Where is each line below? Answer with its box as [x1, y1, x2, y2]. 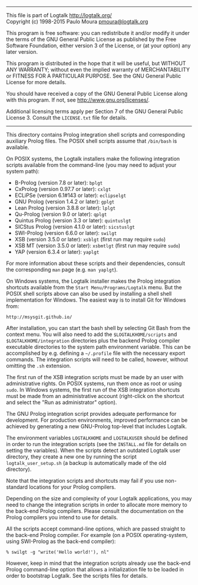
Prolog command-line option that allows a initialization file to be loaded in [6, 566, 184, 573]
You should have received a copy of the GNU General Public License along [6, 90, 187, 97]
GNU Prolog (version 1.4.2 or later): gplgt [14, 198, 115, 205]
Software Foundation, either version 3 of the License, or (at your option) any [6, 42, 191, 49]
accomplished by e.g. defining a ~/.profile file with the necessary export [6, 350, 186, 357]
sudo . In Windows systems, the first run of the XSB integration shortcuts [6, 386, 180, 393]
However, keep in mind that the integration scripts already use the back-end [6, 560, 190, 567]
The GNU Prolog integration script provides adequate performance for [6, 411, 177, 417]
